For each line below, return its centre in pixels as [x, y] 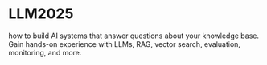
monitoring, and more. [45, 52]
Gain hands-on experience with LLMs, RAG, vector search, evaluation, [125, 44]
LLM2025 [41, 14]
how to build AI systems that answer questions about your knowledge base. [134, 36]
